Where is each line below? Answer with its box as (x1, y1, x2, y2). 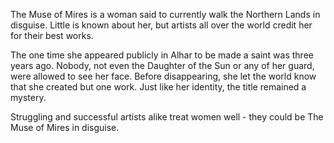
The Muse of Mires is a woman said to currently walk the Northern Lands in (10, 9, 321, 20)
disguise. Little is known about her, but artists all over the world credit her (10, 19, 313, 31)
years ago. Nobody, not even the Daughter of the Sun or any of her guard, (10, 60, 315, 71)
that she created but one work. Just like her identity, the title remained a (10, 81, 307, 93)
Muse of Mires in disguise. (10, 122, 120, 133)
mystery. (10, 92, 47, 103)
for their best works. (10, 30, 94, 41)
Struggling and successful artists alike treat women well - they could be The (10, 111, 324, 123)
